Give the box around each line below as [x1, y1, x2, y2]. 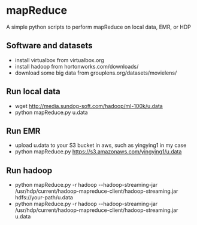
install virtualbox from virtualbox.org [14, 56, 105, 63]
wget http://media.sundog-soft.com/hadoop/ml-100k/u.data [14, 102, 163, 109]
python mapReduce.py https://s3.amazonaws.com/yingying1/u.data [14, 148, 182, 155]
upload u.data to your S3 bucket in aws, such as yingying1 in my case [14, 141, 187, 149]
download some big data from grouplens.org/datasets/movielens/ [14, 69, 177, 76]
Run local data [6, 87, 61, 97]
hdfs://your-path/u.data [14, 194, 74, 201]
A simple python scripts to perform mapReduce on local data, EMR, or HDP [6, 23, 192, 30]
